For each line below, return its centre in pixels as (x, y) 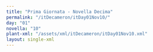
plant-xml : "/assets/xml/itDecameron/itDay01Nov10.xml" (77, 34)
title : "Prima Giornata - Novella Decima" (60, 12)
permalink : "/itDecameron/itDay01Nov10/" (58, 17)
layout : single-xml (30, 39)
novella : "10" (24, 28)
